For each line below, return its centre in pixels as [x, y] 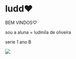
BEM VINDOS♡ [21, 22]
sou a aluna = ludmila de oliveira [38, 32]
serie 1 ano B [18, 42]
